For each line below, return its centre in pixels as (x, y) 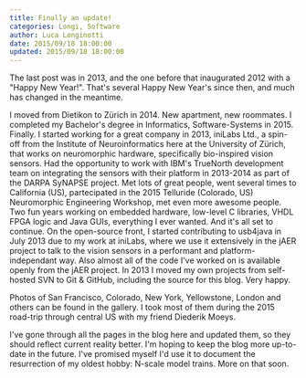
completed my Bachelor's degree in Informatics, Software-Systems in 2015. (152, 125)
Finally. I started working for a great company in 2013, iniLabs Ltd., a (138, 134)
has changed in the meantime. (66, 98)
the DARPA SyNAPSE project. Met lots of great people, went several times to (153, 183)
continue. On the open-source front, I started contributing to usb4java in (145, 231)
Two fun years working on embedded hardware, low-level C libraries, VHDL (152, 212)
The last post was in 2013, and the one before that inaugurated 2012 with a (150, 78)
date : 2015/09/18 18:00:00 (61, 43)
